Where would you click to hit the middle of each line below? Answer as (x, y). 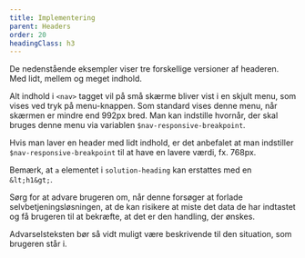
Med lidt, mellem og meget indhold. (76, 79)
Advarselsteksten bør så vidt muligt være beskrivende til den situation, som (151, 234)
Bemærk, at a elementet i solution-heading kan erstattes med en (131, 170)
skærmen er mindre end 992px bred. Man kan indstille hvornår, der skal (144, 115)
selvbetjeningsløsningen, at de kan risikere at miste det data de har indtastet (152, 207)
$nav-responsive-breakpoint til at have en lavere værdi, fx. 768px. (133, 153)
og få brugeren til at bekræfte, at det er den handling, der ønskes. (132, 217)
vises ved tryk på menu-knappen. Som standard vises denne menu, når (143, 106)
